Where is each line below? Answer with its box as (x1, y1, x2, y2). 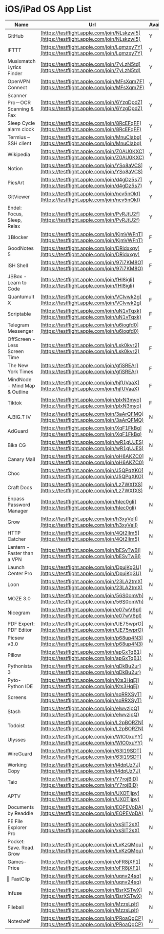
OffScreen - (7, 335, 36, 342)
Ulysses (7, 736, 26, 743)
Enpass (7, 495, 24, 502)
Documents (7, 803, 34, 810)
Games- (7, 858, 27, 865)
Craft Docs (7, 484, 33, 491)
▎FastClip (7, 875, 30, 882)
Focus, (7, 210, 23, 217)
